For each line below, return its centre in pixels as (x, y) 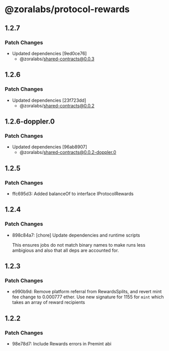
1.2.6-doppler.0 (30, 121)
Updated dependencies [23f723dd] (49, 100)
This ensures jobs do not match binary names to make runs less (79, 245)
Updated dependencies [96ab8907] (49, 147)
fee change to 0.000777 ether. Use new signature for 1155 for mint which (88, 297)
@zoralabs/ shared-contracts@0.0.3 (57, 59)
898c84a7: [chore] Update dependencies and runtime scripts (76, 235)
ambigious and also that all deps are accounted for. (66, 250)
